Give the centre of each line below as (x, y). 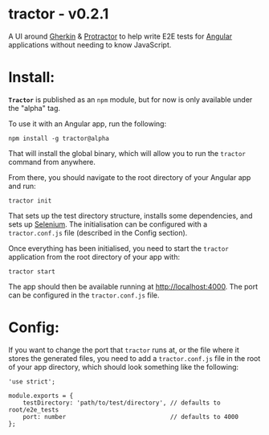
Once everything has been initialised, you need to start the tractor (118, 248)
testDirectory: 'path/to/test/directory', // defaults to (122, 403)
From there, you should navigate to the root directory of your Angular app (130, 177)
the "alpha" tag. (35, 108)
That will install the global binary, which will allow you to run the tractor (127, 153)
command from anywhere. (52, 162)
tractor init (30, 201)
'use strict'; (32, 382)
